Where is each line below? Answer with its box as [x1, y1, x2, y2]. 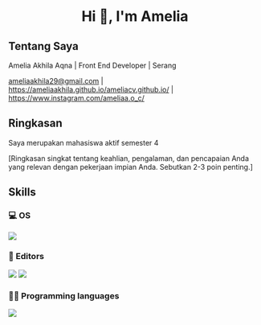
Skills [8, 185, 36, 200]
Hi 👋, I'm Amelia [81, 7, 189, 26]
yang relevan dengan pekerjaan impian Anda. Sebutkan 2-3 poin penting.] [8, 162, 253, 171]
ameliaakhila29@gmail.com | [8, 76, 104, 85]
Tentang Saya [8, 39, 79, 53]
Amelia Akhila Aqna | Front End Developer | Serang [8, 60, 177, 70]
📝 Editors [8, 251, 44, 262]
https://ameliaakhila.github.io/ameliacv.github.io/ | [8, 84, 174, 94]
